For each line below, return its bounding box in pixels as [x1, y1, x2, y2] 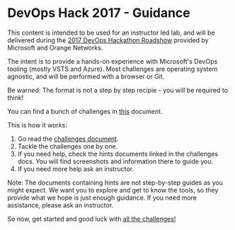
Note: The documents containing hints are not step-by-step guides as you [7, 178, 223, 187]
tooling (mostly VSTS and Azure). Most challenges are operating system [7, 64, 218, 73]
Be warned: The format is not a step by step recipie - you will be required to [7, 86, 229, 94]
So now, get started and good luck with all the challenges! [7, 214, 176, 223]
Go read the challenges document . [17, 134, 119, 143]
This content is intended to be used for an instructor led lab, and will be [7, 28, 215, 37]
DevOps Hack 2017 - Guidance [7, 5, 190, 21]
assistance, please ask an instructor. [7, 200, 114, 209]
